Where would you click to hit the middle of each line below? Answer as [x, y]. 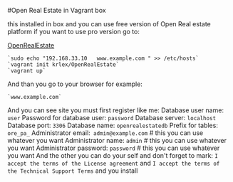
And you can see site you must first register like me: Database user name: [116, 110]
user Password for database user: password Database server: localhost [112, 118]
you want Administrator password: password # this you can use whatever [114, 148]
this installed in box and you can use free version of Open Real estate [109, 24]
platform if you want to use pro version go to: [74, 32]
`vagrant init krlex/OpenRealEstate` [63, 65]
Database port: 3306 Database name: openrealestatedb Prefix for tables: [113, 125]
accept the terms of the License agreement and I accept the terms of [114, 163]
